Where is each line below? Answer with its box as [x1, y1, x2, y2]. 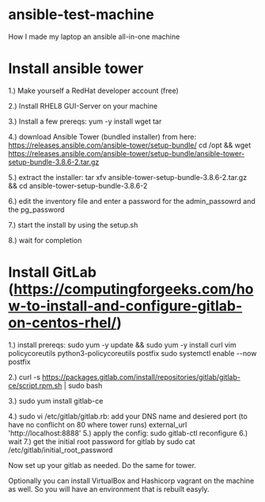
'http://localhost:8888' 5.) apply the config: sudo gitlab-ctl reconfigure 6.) [8, 428, 248, 438]
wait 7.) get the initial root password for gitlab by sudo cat [8, 436, 195, 446]
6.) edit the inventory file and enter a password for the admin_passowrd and [8, 196, 256, 205]
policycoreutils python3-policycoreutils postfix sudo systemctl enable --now [8, 348, 257, 358]
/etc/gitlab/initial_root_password [8, 445, 113, 454]
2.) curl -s [8, 372, 41, 381]
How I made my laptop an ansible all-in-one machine [8, 32, 180, 41]
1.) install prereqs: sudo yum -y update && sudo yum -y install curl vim [8, 339, 237, 350]
